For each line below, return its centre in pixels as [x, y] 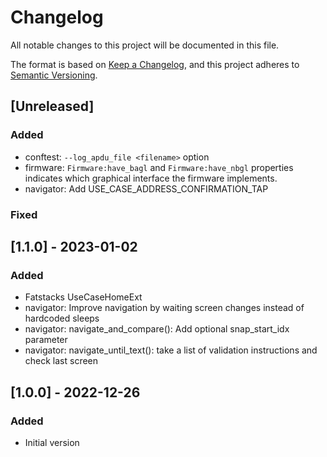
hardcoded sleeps [62, 318]
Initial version [52, 442]
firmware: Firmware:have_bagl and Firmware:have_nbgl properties [159, 167]
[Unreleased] [52, 106]
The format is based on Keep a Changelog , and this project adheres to [155, 64]
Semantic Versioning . [54, 75]
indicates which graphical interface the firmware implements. [151, 178]
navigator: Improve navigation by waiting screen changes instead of [164, 308]
